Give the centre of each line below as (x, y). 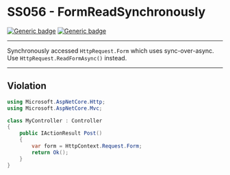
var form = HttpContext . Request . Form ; (87, 146)
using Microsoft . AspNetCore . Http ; (56, 102)
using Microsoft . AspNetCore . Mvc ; (55, 108)
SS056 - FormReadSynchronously (106, 12)
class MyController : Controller (55, 121)
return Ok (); (50, 152)
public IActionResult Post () (61, 133)
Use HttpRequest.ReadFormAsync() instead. (67, 58)
